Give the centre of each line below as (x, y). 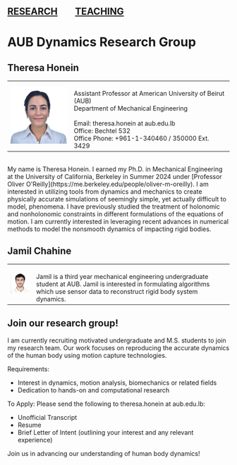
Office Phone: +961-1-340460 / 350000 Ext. (141, 138)
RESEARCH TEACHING (66, 12)
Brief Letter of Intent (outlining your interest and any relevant (105, 432)
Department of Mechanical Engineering (131, 108)
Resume (29, 425)
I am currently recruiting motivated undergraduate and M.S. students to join (117, 340)
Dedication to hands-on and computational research (93, 390)
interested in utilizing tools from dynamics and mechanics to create (105, 191)
